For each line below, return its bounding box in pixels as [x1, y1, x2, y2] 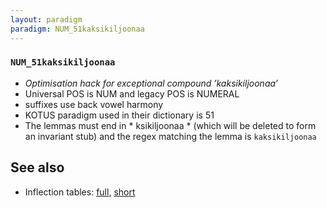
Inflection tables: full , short [24, 186, 136, 198]
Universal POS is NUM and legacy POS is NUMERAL [24, 87, 240, 100]
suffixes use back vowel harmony [24, 98, 164, 110]
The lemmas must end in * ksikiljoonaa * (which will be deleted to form [24, 119, 317, 131]
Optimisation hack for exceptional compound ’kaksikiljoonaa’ [24, 77, 278, 89]
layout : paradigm [10, 14, 83, 25]
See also [10, 159, 65, 176]
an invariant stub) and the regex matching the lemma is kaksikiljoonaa [24, 130, 317, 142]
